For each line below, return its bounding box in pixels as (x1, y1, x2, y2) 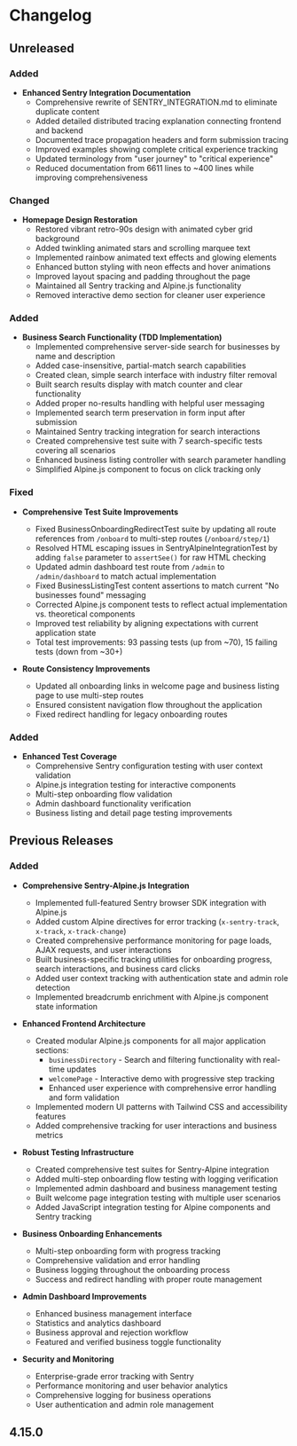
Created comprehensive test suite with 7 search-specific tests (35, 436, 263, 446)
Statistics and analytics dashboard (35, 1317, 161, 1328)
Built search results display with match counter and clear (35, 379, 243, 390)
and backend (35, 125, 84, 136)
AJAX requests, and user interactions (35, 944, 172, 955)
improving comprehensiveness (35, 172, 148, 183)
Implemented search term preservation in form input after (35, 407, 246, 418)
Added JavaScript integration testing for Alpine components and (35, 1201, 271, 1212)
